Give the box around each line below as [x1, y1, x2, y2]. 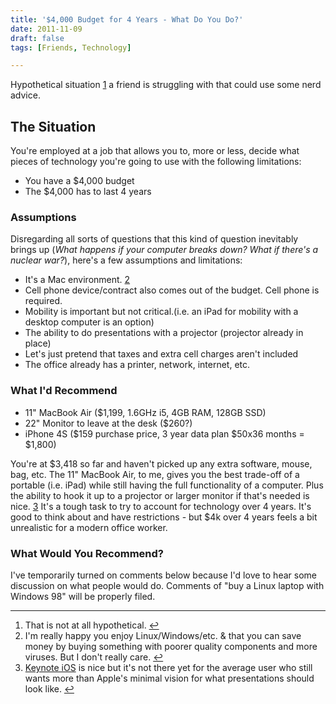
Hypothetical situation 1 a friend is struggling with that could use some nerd [10, 79, 322, 91]
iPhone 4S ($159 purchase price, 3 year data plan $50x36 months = [24, 427, 305, 440]
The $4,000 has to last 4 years [24, 186, 152, 198]
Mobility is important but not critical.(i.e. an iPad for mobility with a [24, 306, 299, 318]
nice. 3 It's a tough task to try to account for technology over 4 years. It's [10, 500, 312, 512]
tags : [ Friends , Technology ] [10, 42, 132, 53]
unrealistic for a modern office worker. [10, 521, 168, 533]
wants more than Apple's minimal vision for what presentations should [24, 672, 315, 684]
